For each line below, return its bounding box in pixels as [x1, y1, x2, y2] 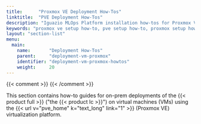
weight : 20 [17, 64, 55, 70]
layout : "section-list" [6, 31, 66, 37]
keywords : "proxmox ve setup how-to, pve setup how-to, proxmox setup [6, 25, 186, 32]
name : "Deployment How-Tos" [17, 48, 103, 54]
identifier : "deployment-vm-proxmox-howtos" [17, 58, 130, 64]
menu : [6, 36, 20, 42]
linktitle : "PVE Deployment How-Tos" [6, 14, 103, 20]
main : [11, 42, 26, 48]
